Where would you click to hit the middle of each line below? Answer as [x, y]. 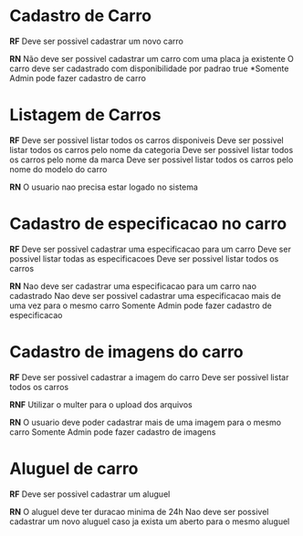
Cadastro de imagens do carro [126, 352]
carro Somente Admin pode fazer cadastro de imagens [113, 432]
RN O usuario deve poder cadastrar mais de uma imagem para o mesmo [145, 422]
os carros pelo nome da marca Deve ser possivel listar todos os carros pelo [151, 160]
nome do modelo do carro [58, 169]
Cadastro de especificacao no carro [148, 224]
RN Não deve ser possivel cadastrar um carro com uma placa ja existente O [152, 58]
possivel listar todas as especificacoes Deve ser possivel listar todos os [144, 258]
